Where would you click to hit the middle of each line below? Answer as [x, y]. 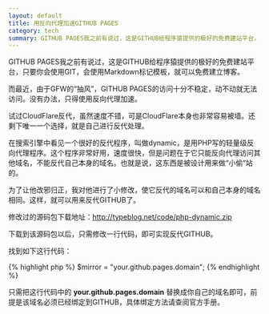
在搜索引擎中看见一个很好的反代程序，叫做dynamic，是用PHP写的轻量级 [128, 143]
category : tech [34, 30]
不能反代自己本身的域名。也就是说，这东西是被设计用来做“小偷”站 [145, 163]
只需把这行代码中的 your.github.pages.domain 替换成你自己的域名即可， [129, 292]
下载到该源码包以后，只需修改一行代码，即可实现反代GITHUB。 [113, 234]
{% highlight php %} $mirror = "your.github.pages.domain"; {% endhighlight [134, 267]
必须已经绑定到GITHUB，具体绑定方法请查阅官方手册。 [134, 302]
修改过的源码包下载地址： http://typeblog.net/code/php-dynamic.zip [120, 217]
